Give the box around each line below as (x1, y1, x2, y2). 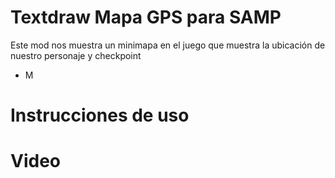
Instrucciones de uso (10, 104, 190, 127)
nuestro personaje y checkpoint (10, 49, 142, 61)
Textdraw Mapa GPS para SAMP (10, 6, 282, 29)
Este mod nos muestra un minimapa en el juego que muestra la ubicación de (10, 39, 326, 51)
